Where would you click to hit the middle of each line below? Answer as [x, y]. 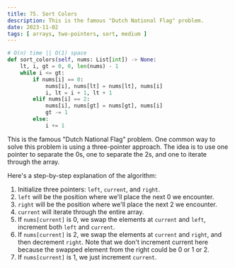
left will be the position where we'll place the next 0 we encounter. [116, 196]
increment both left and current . [66, 227]
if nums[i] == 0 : [58, 79]
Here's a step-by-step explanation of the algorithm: [82, 175]
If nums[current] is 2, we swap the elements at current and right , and [120, 234]
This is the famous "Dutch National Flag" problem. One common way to [111, 139]
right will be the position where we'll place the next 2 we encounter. [117, 204]
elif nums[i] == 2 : [62, 99]
